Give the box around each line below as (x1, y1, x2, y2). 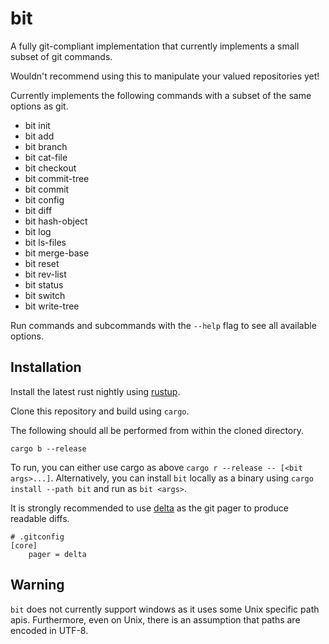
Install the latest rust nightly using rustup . (10, 385, 181, 397)
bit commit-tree (24, 172, 90, 184)
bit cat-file (24, 151, 68, 163)
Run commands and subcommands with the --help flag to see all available (10, 319, 317, 331)
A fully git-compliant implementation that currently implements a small (10, 40, 300, 52)
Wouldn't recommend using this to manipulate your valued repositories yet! (10, 70, 320, 82)
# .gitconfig (10, 532, 65, 542)
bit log (24, 225, 52, 237)
